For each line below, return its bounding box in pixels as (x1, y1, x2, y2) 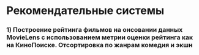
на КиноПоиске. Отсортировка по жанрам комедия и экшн (6, 41, 193, 50)
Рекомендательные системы (6, 4, 165, 18)
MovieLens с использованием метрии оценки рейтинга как (6, 33, 193, 42)
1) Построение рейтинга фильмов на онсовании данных (6, 26, 183, 34)
